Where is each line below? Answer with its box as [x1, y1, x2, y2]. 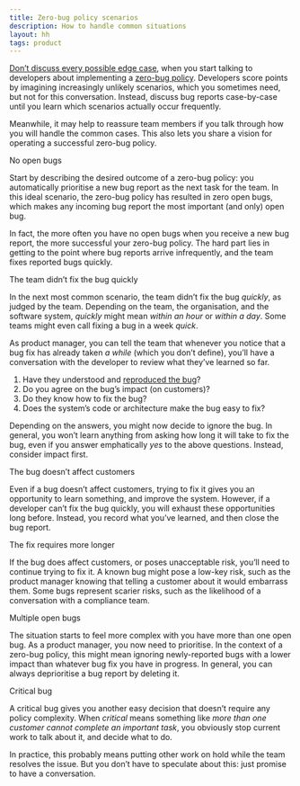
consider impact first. [9, 449, 88, 460]
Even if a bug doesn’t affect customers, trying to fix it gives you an [9, 484, 255, 495]
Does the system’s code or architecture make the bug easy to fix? [22, 403, 266, 414]
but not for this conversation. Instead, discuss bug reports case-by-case [9, 92, 278, 103]
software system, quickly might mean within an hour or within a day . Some [9, 311, 287, 322]
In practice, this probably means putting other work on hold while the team [9, 749, 286, 760]
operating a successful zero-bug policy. [9, 138, 157, 148]
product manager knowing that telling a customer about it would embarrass [9, 576, 288, 587]
